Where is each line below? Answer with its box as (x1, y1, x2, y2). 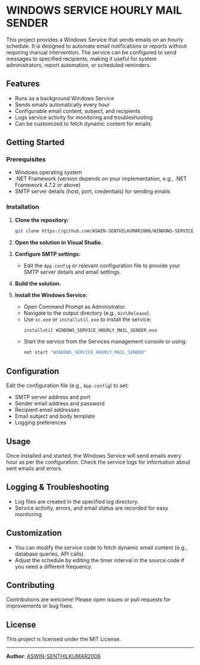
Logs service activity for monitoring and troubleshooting (14, 114, 153, 121)
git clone (14, 228, 40, 234)
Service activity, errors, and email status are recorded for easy (14, 504, 168, 511)
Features (6, 79, 40, 89)
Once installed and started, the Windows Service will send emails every (6, 452, 182, 459)
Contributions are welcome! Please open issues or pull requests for (6, 596, 171, 603)
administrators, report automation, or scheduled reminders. (6, 61, 152, 69)
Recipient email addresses (14, 406, 80, 413)
